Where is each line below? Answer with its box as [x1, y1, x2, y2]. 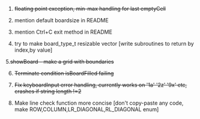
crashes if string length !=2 [14, 88, 82, 95]
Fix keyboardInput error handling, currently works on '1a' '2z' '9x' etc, [14, 81, 187, 88]
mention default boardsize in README [14, 17, 109, 23]
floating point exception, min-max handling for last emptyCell [14, 5, 166, 12]
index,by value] [14, 46, 53, 53]
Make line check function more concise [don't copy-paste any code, [14, 99, 184, 106]
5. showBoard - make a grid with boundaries [5, 58, 114, 65]
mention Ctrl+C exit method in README [14, 28, 112, 35]
